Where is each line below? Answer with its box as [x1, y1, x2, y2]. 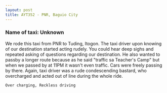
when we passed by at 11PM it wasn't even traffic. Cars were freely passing [5, 62, 162, 68]
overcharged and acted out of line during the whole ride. [5, 73, 123, 79]
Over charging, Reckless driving [5, 82, 76, 88]
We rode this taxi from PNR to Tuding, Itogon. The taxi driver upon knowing [5, 40, 162, 46]
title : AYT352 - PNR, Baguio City [5, 12, 78, 17]
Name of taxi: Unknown [5, 29, 64, 36]
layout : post [5, 7, 33, 13]
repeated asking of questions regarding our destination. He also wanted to [5, 51, 160, 57]
